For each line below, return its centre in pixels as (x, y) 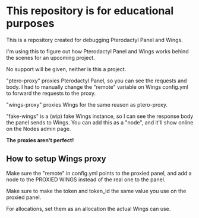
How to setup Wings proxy (56, 159)
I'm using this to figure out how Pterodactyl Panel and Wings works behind (97, 51)
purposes (30, 23)
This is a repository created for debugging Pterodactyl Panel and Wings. (94, 40)
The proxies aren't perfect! (40, 140)
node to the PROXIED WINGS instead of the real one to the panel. (86, 179)
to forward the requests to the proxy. (51, 93)
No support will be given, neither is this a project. (66, 69)
